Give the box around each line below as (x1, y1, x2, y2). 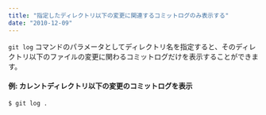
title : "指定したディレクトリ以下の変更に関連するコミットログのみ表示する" (8, 11, 229, 20)
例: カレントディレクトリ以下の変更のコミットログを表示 (8, 81, 193, 91)
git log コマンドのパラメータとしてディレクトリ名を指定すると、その (8, 41, 236, 52)
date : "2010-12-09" (8, 19, 73, 27)
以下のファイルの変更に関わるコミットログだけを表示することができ (29, 52, 252, 61)
